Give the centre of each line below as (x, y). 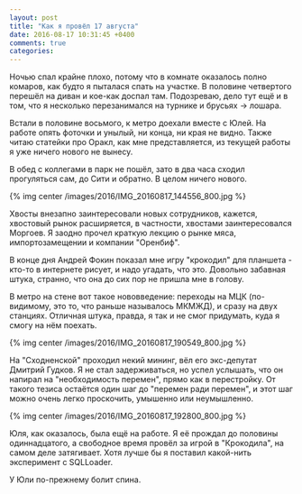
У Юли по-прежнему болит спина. (75, 480)
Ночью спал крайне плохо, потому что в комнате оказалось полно (138, 77)
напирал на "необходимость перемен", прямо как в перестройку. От (143, 380)
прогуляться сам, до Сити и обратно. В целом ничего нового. (128, 179)
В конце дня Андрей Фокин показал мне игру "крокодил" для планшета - (151, 260)
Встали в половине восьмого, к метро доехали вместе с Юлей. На (138, 123)
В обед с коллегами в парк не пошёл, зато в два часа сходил (127, 169)
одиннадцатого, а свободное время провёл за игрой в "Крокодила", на (146, 444)
